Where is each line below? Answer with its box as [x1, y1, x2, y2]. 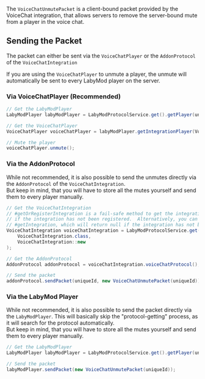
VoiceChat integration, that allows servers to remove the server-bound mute [6, 12, 198, 19]
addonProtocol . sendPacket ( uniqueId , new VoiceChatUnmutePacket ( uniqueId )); [6, 278, 203, 284]
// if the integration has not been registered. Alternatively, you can [6, 216, 198, 223]
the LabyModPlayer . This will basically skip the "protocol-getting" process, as [6, 313, 198, 320]
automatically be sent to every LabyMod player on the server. [6, 76, 160, 84]
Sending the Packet [6, 36, 82, 46]
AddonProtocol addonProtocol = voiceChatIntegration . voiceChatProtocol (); [6, 261, 201, 268]
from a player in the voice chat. [6, 18, 84, 25]
